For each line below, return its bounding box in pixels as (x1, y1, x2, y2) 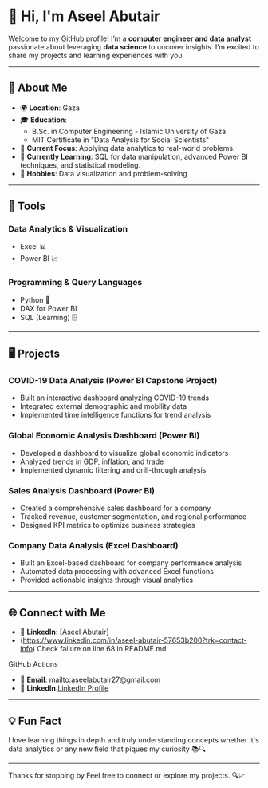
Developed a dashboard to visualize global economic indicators (19, 448, 229, 457)
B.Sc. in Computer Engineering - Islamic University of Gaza (31, 126, 227, 136)
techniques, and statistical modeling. (19, 160, 141, 170)
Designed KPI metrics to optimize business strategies (19, 521, 195, 530)
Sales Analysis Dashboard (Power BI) (8, 485, 156, 496)
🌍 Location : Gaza (19, 103, 80, 113)
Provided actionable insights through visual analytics (19, 575, 194, 585)
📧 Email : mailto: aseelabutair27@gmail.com (19, 675, 161, 685)
